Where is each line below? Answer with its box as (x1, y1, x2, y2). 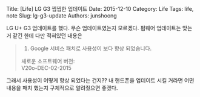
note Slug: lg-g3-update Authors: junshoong (6, 12, 117, 19)
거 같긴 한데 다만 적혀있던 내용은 (6, 32, 83, 39)
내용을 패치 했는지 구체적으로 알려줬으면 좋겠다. (6, 84, 118, 92)
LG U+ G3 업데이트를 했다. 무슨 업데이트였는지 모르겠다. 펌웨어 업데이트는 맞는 (6, 25, 193, 31)
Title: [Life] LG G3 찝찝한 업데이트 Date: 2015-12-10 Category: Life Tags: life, (6, 5, 194, 12)
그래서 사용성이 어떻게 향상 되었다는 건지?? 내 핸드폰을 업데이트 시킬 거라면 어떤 (6, 77, 195, 84)
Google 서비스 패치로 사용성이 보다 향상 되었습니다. (30, 45, 152, 52)
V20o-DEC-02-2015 (21, 64, 72, 71)
